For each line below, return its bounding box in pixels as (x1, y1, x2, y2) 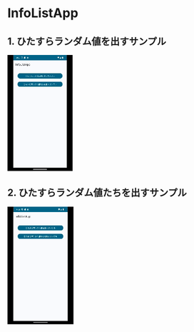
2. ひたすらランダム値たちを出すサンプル (7, 187, 187, 199)
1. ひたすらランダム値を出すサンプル (7, 35, 166, 47)
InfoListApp (7, 5, 78, 21)
